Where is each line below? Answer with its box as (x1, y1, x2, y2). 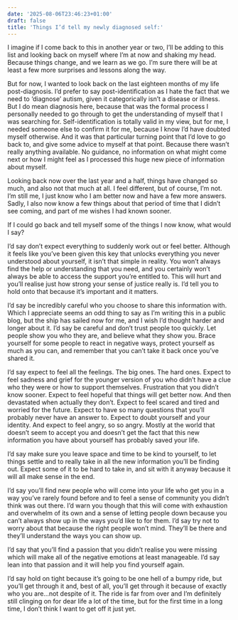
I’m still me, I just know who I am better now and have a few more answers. (7, 191, 227, 200)
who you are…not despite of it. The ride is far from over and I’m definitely (7, 589, 222, 598)
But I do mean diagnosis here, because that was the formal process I (7, 103, 209, 111)
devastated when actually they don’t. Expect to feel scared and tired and (7, 398, 220, 406)
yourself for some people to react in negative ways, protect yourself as (7, 339, 215, 347)
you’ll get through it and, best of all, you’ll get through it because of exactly (7, 582, 227, 591)
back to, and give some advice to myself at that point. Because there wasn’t (7, 140, 229, 149)
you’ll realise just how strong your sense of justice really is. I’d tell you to (7, 280, 219, 288)
